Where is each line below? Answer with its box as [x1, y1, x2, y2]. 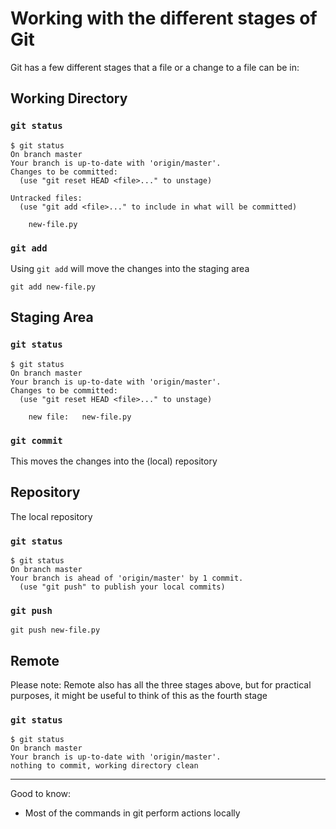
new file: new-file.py [28, 412, 132, 422]
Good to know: [10, 788, 72, 800]
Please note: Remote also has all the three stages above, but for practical [10, 679, 312, 691]
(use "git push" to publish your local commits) [19, 582, 226, 592]
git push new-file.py [10, 625, 101, 636]
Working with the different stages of [10, 7, 318, 30]
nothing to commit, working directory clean [10, 761, 199, 771]
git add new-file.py [10, 282, 97, 292]
